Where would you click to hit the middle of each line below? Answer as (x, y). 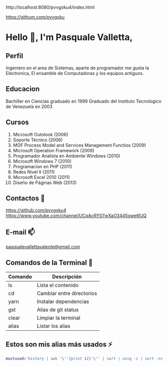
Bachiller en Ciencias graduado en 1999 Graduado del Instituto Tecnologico (84, 101)
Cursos (17, 122)
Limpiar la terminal (59, 318)
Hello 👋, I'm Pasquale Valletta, (69, 37)
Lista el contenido (58, 285)
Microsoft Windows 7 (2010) (42, 161)
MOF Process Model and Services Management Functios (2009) (79, 145)
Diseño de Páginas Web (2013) (45, 182)
